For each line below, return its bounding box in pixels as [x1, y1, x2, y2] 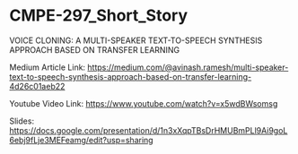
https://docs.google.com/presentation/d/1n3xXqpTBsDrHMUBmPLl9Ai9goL [9, 124, 288, 135]
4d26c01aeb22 [9, 81, 66, 91]
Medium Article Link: [9, 62, 86, 73]
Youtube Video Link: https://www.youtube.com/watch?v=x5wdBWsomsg [9, 98, 278, 108]
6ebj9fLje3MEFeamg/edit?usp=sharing [9, 134, 154, 145]
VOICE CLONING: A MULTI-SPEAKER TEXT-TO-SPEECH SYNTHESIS [9, 35, 263, 46]
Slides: [9, 115, 34, 126]
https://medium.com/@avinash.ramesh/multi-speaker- [87, 62, 289, 73]
